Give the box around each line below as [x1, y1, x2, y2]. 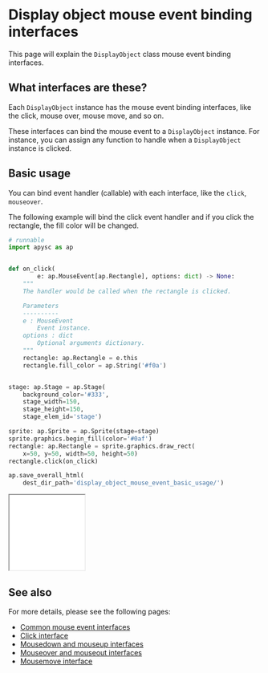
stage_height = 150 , [22, 405, 84, 414]
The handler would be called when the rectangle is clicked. [22, 287, 231, 295]
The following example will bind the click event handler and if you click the [8, 212, 254, 221]
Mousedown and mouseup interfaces [19, 639, 144, 649]
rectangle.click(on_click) [8, 457, 99, 465]
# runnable [8, 236, 45, 244]
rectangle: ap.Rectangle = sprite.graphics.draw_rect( [8, 442, 196, 450]
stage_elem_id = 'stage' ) [22, 413, 103, 421]
